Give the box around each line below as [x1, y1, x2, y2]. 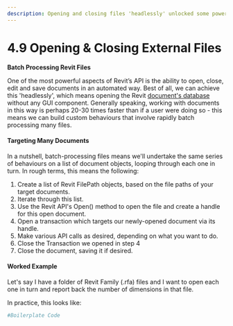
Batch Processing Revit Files [7, 63, 92, 71]
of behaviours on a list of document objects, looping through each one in [7, 159, 216, 167]
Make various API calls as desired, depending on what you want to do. [17, 232, 218, 240]
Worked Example [7, 262, 58, 271]
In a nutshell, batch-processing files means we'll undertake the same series [7, 152, 223, 160]
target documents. [17, 187, 71, 196]
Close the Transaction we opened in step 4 [17, 239, 141, 247]
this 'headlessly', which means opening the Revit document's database [7, 91, 210, 99]
